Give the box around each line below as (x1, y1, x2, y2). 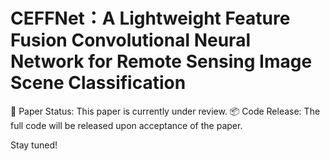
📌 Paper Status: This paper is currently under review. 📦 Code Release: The (10, 105, 321, 117)
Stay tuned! (10, 139, 58, 151)
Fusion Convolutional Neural (10, 29, 251, 52)
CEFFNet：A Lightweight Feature (10, 7, 291, 30)
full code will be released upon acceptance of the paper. (10, 119, 243, 131)
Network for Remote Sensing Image (10, 50, 313, 73)
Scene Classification (10, 72, 187, 94)
